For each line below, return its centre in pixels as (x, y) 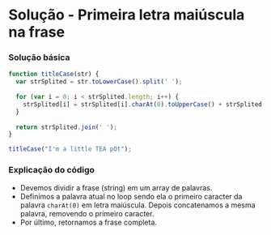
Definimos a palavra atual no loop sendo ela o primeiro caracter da (131, 196)
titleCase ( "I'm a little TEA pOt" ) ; (70, 149)
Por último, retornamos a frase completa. (89, 222)
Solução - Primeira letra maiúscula (127, 15)
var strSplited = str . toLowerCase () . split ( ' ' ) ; (99, 82)
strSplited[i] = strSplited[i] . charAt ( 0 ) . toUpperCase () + (123, 104)
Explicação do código (52, 170)
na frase (37, 32)
